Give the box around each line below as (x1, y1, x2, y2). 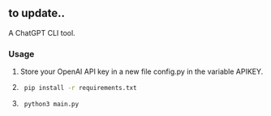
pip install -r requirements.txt (24, 84, 137, 92)
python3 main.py (24, 100, 80, 108)
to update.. (8, 6, 66, 20)
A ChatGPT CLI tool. (8, 28, 75, 37)
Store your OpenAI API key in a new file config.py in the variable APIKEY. (19, 67, 264, 76)
